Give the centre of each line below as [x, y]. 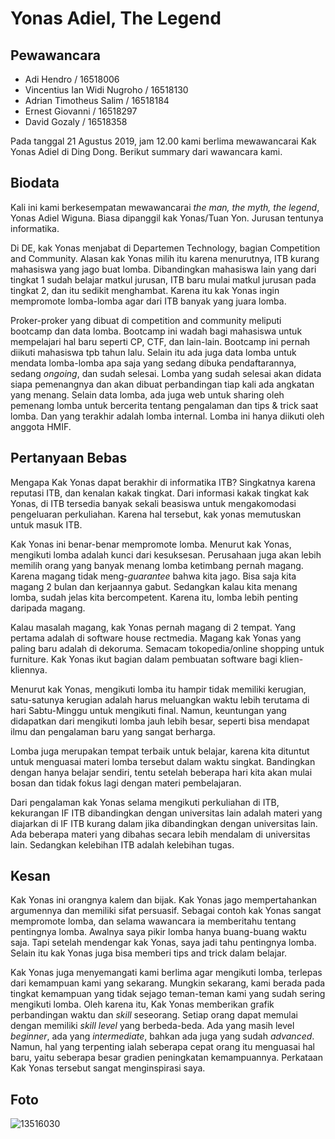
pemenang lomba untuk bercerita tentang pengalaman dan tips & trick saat [164, 405]
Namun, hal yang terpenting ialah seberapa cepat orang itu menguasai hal [162, 1047]
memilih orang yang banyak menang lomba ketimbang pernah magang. [157, 565]
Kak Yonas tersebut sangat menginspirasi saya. [108, 1068]
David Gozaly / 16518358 [76, 121]
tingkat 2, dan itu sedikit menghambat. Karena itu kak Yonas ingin [145, 290]
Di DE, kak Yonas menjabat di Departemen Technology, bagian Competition [165, 248]
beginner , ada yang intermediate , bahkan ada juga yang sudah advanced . [162, 1036]
